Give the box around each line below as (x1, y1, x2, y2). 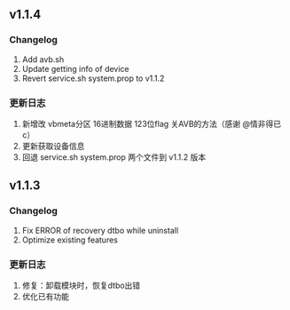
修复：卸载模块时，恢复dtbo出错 (21, 280, 141, 290)
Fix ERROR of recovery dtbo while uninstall (21, 225, 179, 235)
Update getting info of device (21, 63, 130, 74)
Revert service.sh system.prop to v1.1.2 (21, 73, 165, 83)
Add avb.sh (21, 53, 65, 65)
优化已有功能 (21, 290, 69, 301)
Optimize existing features (21, 234, 118, 245)
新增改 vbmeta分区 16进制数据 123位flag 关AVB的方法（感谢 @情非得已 (21, 118, 282, 129)
